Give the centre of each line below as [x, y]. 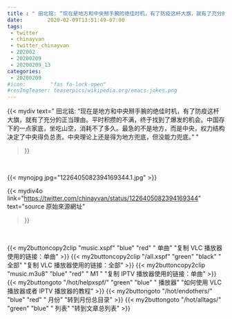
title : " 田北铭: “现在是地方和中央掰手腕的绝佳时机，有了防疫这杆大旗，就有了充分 [115, 13]
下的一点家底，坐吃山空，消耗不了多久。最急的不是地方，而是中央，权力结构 [116, 128]
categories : [24, 71]
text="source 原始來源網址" [46, 206]
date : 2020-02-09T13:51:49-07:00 [66, 20]
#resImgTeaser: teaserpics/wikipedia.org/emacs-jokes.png [92, 90]
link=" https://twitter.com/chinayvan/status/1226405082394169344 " [104, 198]
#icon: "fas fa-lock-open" [57, 84]
